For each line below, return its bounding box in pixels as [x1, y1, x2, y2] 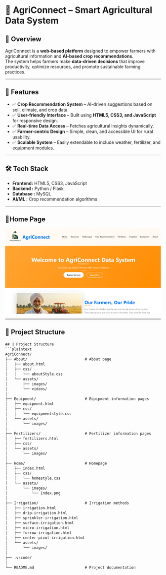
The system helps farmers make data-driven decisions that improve [5, 59, 145, 64]
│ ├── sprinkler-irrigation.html [5, 515, 79, 520]
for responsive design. [12, 118, 58, 124]
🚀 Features [5, 88, 39, 96]
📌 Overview [5, 35, 41, 43]
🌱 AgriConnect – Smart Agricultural [5, 4, 152, 16]
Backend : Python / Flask [12, 186, 64, 192]
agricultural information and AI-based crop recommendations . [5, 53, 133, 59]
